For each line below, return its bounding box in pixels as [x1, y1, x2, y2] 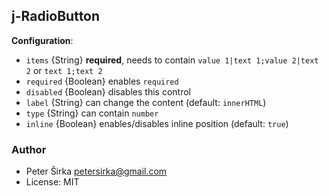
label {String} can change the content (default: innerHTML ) [25, 96, 267, 108]
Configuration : [11, 34, 74, 46]
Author [11, 142, 47, 156]
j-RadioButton [11, 8, 101, 25]
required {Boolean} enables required [25, 75, 179, 87]
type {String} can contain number [25, 107, 159, 119]
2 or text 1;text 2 [25, 64, 103, 76]
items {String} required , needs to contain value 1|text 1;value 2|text [25, 54, 319, 66]
